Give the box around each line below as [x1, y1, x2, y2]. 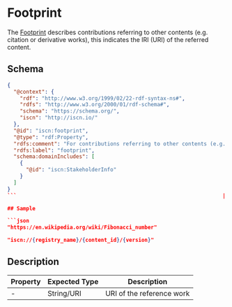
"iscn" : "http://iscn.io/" [20, 114, 98, 122]
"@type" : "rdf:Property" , [13, 134, 89, 141]
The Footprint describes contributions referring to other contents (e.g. [7, 28, 208, 36]
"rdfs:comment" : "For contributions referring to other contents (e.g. [13, 140, 226, 148]
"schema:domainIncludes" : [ [13, 153, 95, 160]
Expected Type [47, 276, 99, 286]
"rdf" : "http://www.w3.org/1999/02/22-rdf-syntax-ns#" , [20, 94, 186, 102]
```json [7, 217, 30, 224]
